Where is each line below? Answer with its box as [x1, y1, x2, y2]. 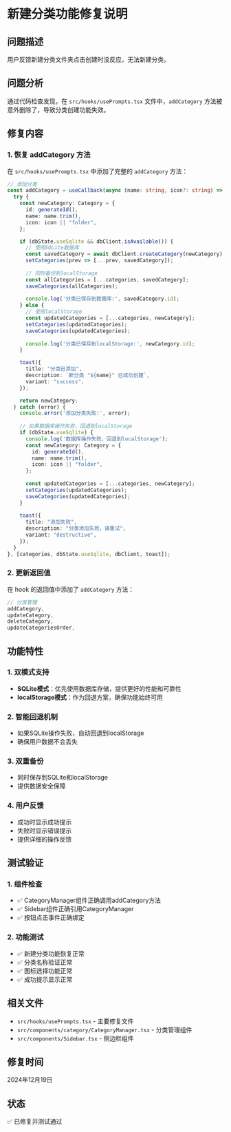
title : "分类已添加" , [25, 365, 82, 372]
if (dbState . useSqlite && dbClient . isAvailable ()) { [19, 238, 174, 245]
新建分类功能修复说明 [7, 6, 129, 22]
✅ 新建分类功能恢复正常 [16, 949, 85, 957]
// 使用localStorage [25, 308, 82, 315]
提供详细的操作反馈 [16, 835, 72, 843]
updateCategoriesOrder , [7, 624, 76, 632]
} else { [19, 302, 45, 309]
